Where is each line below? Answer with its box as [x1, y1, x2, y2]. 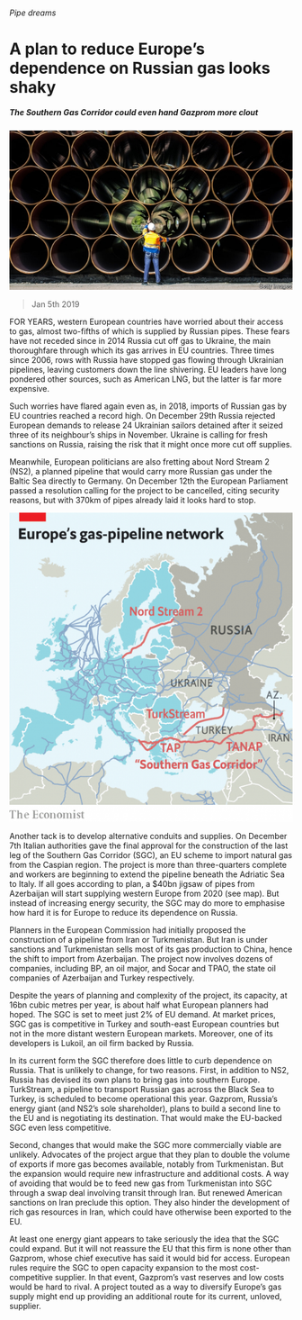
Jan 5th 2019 [31, 299, 80, 310]
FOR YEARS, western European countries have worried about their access [9, 316, 284, 328]
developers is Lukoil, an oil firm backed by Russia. [9, 1038, 195, 1049]
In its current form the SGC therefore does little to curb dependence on [9, 1055, 272, 1066]
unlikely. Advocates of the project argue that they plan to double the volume [9, 1149, 290, 1161]
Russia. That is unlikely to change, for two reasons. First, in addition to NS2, [9, 1065, 289, 1076]
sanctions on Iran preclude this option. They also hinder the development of [9, 1198, 290, 1208]
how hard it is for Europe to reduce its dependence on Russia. [9, 908, 238, 918]
